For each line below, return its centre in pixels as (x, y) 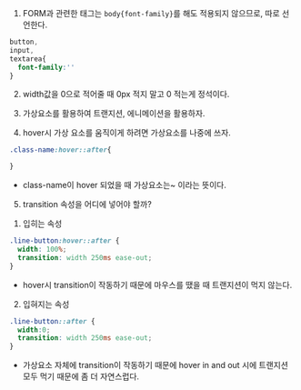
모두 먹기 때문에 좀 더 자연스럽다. (80, 376)
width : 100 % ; (42, 249)
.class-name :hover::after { (60, 150)
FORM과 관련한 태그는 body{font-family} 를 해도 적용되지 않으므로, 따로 (151, 13)
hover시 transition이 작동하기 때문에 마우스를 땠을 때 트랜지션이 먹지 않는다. (157, 285)
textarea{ (28, 59)
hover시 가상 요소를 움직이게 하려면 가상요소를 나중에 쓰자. (127, 133)
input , (22, 50)
